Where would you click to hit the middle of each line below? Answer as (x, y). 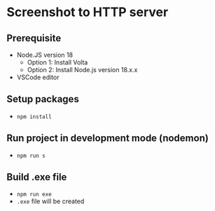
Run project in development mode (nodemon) (108, 138)
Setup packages (43, 99)
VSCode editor (38, 77)
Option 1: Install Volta (57, 62)
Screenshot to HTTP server (88, 12)
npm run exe (34, 195)
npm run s (31, 156)
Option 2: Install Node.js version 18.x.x (82, 70)
